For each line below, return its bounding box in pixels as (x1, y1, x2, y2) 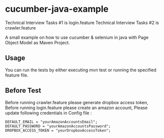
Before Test (5, 86, 42, 95)
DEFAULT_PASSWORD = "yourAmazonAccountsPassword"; (5, 124, 111, 129)
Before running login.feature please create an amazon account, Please (5, 105, 148, 110)
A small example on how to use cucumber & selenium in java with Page (5, 34, 149, 40)
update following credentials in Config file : (5, 110, 92, 116)
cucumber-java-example (5, 3, 109, 15)
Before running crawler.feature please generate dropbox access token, (5, 99, 149, 105)
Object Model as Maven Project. (5, 39, 70, 45)
